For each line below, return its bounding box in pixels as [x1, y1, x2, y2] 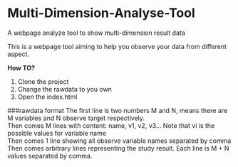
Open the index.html [17, 92, 78, 101]
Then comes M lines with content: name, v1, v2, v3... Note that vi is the [7, 121, 215, 129]
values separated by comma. [7, 151, 93, 160]
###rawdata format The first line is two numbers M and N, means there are [7, 106, 228, 114]
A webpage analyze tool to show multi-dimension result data [7, 28, 185, 37]
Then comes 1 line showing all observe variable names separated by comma [7, 136, 232, 145]
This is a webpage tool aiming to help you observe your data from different [7, 42, 227, 50]
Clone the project [17, 77, 69, 86]
